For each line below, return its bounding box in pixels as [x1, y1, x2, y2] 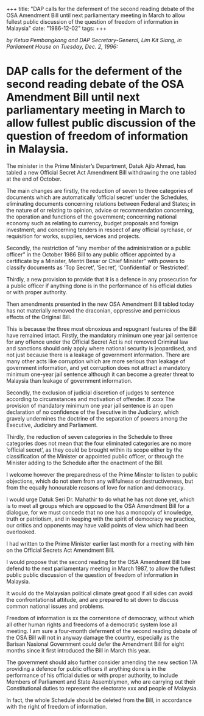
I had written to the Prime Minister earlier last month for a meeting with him [6, 540, 194, 547]
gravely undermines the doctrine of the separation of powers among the [6, 414, 188, 422]
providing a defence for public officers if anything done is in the [6, 665, 166, 672]
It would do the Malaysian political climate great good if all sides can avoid [6, 589, 193, 597]
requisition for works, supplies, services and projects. [6, 232, 141, 240]
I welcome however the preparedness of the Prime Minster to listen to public [6, 471, 198, 478]
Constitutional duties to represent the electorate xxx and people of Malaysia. [6, 684, 198, 692]
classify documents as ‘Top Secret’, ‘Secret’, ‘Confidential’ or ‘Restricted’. [6, 264, 189, 271]
